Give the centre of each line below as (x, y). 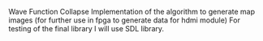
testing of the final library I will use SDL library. (86, 29)
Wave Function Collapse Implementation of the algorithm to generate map (132, 12)
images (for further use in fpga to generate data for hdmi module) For (125, 20)
